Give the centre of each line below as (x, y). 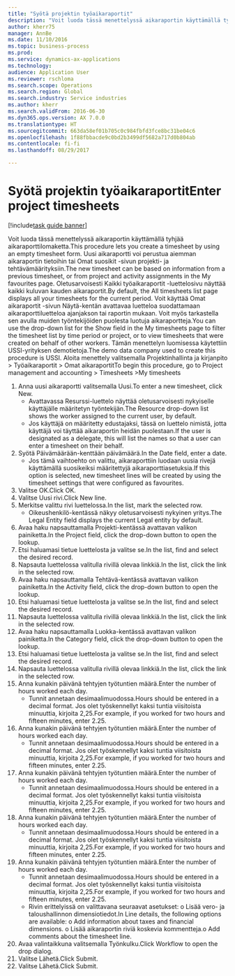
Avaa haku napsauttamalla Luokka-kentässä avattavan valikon (107, 631)
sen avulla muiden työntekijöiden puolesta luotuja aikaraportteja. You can (112, 320)
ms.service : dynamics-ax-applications (64, 59)
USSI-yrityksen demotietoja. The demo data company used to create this (112, 350)
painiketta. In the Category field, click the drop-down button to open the (121, 639)
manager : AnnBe (30, 33)
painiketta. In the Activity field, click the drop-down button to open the (118, 587)
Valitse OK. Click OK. (47, 490)
